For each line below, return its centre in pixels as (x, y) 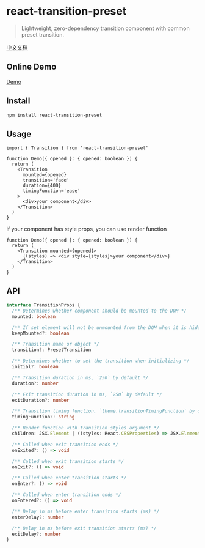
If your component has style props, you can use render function (87, 229)
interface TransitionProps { (43, 305)
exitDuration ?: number (41, 400)
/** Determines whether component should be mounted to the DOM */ (99, 311)
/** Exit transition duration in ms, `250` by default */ (87, 394)
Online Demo (31, 67)
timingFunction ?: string (43, 417)
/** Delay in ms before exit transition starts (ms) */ (84, 528)
